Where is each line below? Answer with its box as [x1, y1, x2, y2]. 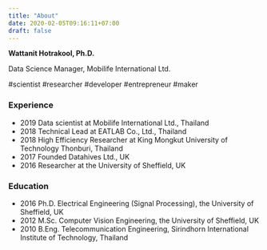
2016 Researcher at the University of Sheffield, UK [19, 160, 186, 170]
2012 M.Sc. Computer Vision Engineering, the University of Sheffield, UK [19, 216, 260, 225]
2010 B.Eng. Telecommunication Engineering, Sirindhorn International [19, 224, 249, 233]
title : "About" [8, 11, 59, 20]
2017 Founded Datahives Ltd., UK [19, 151, 130, 161]
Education [8, 180, 50, 192]
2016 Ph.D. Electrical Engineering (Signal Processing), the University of [19, 198, 254, 208]
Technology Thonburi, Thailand [19, 143, 124, 153]
